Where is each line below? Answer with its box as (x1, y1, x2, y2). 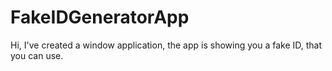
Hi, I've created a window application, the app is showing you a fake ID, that (10, 39, 323, 51)
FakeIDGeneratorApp (10, 6, 190, 29)
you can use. (10, 49, 64, 61)
